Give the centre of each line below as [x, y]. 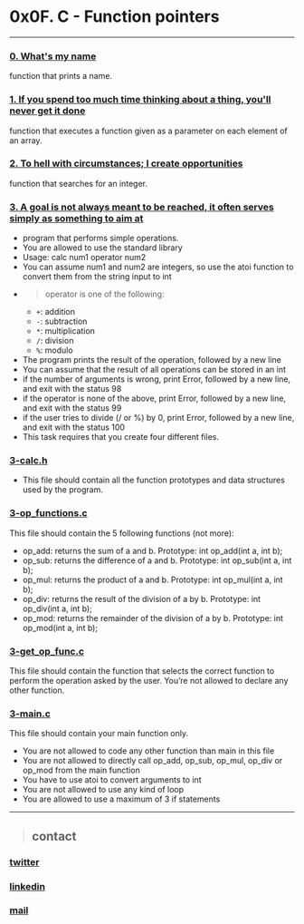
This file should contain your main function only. [99, 734]
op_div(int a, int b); [57, 608]
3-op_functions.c [48, 513]
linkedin [27, 886]
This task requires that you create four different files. [121, 437]
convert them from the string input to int [97, 277]
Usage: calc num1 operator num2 [84, 258]
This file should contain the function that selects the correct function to [142, 671]
